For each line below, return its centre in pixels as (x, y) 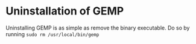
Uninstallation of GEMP (65, 11)
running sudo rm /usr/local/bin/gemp (52, 34)
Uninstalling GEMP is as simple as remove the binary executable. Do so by (98, 28)
